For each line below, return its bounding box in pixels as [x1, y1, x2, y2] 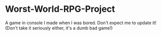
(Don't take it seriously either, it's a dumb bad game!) [5, 25, 113, 31]
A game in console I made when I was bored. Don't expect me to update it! [5, 20, 157, 26]
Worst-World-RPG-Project [5, 3, 115, 15]
